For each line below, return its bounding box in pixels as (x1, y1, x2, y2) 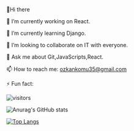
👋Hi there (6, 6, 31, 13)
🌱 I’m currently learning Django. (6, 29, 86, 37)
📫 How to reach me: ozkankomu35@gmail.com (6, 65, 127, 73)
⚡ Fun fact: (6, 80, 34, 87)
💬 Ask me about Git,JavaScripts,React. (6, 53, 104, 61)
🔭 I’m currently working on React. (6, 18, 91, 24)
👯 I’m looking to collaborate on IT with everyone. (6, 42, 128, 48)
